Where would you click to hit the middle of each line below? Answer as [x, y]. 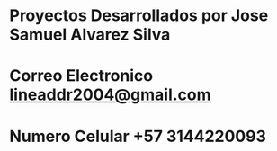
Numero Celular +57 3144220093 [138, 136]
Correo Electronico [81, 76]
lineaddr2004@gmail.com [110, 95]
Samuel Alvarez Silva [90, 35]
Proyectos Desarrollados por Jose [139, 16]
